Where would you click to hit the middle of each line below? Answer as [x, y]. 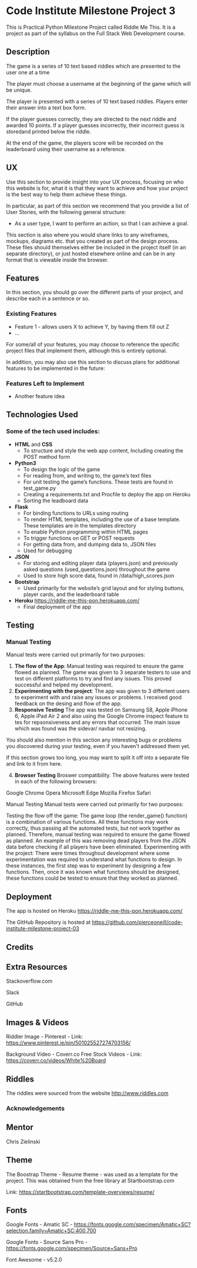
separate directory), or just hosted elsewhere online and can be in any [91, 253]
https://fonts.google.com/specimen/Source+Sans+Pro [72, 1249]
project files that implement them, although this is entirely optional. [86, 351]
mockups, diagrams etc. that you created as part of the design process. [93, 241]
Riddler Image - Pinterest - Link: [45, 1037]
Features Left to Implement [45, 383]
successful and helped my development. [64, 685]
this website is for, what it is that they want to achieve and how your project [97, 188]
